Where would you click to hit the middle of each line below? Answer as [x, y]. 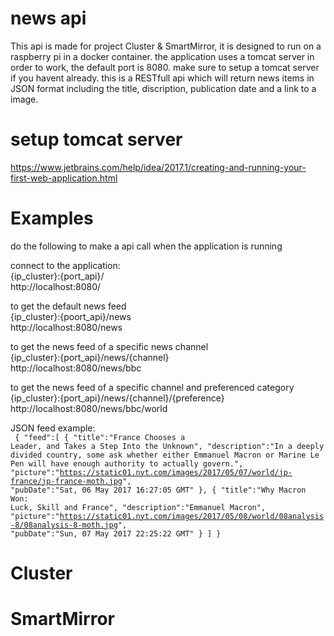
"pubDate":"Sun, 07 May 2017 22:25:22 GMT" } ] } [116, 533]
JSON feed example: [53, 428]
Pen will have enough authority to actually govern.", [127, 463]
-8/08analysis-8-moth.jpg [64, 525]
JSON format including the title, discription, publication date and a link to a [163, 88]
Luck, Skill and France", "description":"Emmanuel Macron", [138, 507]
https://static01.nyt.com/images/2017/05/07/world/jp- [176, 472]
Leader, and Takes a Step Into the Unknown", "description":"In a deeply [167, 446]
